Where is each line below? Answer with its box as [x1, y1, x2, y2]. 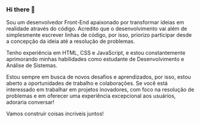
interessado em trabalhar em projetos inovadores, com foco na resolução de [6, 86, 195, 93]
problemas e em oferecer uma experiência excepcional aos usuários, [6, 92, 176, 100]
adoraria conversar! [6, 99, 55, 106]
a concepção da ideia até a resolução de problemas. [6, 38, 136, 45]
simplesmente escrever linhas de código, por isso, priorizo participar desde [6, 31, 192, 39]
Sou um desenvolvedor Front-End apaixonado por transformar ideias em [6, 19, 184, 26]
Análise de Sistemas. [6, 62, 58, 69]
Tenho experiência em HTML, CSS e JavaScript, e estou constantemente [6, 49, 186, 56]
